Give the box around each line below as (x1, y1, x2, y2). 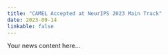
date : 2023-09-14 (7, 16, 57, 23)
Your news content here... (7, 42, 81, 50)
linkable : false (7, 23, 54, 30)
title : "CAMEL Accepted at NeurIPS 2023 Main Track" (7, 10, 162, 17)
